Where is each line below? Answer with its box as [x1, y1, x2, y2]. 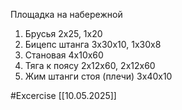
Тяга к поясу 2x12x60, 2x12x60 [24, 60, 156, 71]
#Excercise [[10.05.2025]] [10, 90, 117, 101]
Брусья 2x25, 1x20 [24, 28, 103, 39]
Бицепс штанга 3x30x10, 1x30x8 [24, 39, 162, 50]
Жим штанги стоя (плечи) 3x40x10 [24, 70, 173, 82]
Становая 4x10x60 [24, 49, 104, 61]
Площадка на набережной [10, 9, 123, 20]
